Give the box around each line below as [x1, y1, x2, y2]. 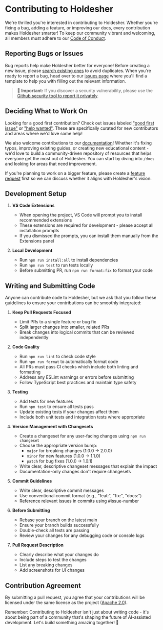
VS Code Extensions [12, 202, 55, 209]
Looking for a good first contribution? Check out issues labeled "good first [5, 120, 155, 126]
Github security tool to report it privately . [17, 93, 99, 98]
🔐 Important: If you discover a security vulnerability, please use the [17, 87, 153, 94]
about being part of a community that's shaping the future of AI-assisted [5, 614, 151, 620]
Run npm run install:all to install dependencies [19, 257, 118, 263]
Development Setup [5, 190, 67, 198]
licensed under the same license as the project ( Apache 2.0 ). [5, 600, 128, 606]
